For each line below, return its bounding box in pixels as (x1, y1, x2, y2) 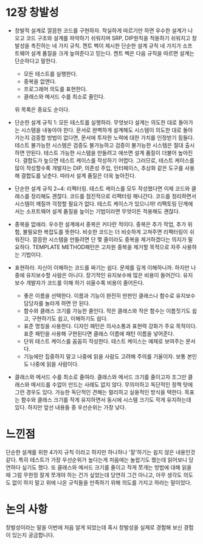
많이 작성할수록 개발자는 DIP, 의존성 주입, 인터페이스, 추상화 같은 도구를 (14, 164, 184, 171)
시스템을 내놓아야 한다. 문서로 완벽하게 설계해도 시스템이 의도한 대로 (21, 126, 182, 134)
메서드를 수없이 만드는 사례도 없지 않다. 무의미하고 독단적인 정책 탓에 (30, 380, 193, 388)
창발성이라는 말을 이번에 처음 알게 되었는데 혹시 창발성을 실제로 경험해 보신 (5, 523, 183, 531)
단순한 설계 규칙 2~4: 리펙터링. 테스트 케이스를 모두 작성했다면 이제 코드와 (14, 185, 190, 192)
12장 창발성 (5, 5, 59, 19)
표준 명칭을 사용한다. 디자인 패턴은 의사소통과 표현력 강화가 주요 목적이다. (23, 322, 198, 329)
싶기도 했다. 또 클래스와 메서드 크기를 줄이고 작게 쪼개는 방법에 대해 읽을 (21, 463, 192, 471)
